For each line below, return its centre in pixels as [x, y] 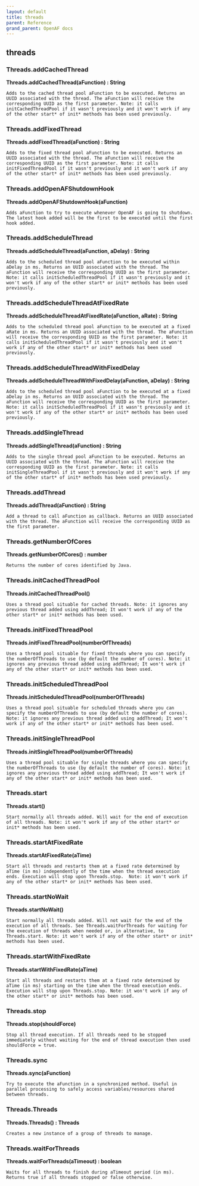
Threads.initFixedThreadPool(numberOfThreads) [69, 642]
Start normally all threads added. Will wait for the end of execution [97, 817]
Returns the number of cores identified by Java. [69, 566]
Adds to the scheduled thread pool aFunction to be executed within [93, 262]
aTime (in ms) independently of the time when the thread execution [93, 871]
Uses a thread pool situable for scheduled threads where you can [90, 708]
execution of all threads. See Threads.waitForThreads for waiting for [97, 926]
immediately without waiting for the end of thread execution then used [98, 1040]
